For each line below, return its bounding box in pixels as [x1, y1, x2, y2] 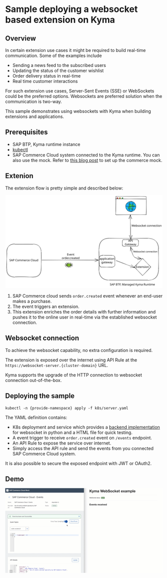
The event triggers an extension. [12, 303, 80, 309]
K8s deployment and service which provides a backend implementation [12, 424, 160, 430]
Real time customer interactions [12, 78, 78, 84]
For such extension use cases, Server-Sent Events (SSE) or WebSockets [5, 88, 154, 93]
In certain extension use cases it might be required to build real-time [5, 47, 146, 53]
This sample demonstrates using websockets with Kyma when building [5, 108, 151, 114]
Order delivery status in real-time [12, 73, 81, 78]
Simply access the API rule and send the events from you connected [12, 445, 154, 451]
